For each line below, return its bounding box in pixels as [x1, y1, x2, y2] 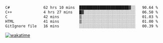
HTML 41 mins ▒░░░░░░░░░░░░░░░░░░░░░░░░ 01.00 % [5, 19, 158, 24]
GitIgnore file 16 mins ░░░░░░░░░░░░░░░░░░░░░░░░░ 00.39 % [5, 23, 158, 29]
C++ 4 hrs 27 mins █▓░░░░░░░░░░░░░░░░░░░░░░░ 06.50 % [5, 9, 158, 15]
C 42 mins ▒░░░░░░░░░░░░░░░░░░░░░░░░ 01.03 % [5, 14, 158, 19]
